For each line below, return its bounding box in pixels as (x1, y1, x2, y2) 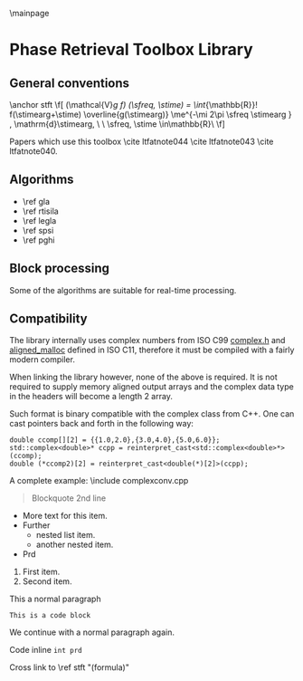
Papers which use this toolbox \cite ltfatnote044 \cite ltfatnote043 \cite (9, 136, 274, 147)
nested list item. (35, 530, 96, 541)
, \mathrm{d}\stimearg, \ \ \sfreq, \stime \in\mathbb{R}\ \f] (9, 119, 226, 129)
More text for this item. (22, 511, 108, 522)
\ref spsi (22, 225, 54, 235)
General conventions (9, 75, 129, 91)
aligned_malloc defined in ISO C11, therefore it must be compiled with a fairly (9, 344, 295, 356)
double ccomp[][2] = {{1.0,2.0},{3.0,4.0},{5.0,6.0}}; (9, 436, 221, 445)
